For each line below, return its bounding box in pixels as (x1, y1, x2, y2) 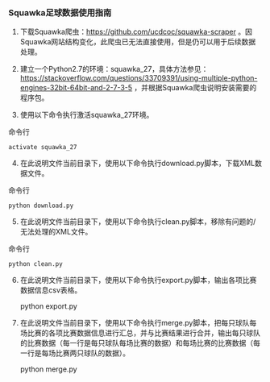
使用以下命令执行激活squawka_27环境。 (19, 110, 154, 120)
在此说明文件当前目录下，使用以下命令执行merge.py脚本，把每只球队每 (19, 318, 257, 328)
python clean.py (8, 260, 63, 268)
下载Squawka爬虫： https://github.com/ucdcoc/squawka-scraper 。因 (19, 27, 252, 37)
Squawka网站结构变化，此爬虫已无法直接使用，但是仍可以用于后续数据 (19, 37, 256, 47)
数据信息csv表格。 (19, 285, 82, 295)
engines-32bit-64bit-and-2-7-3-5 (19, 83, 133, 93)
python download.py (8, 201, 74, 210)
